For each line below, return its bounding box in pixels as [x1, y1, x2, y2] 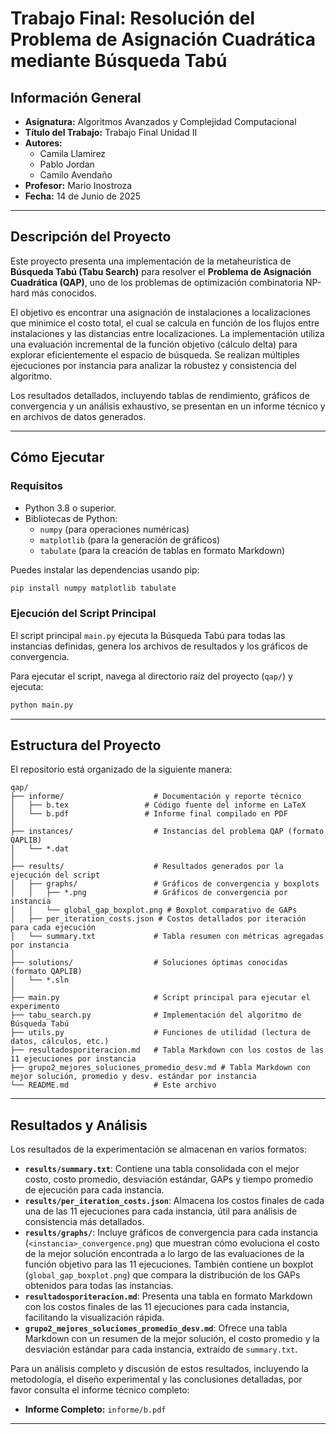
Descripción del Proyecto [10, 228, 172, 246]
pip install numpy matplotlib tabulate [10, 583, 177, 593]
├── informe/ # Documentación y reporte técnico [10, 792, 302, 802]
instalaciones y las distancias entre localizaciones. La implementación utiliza [10, 327, 325, 339]
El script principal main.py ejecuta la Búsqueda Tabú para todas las [10, 629, 286, 641]
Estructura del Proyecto [10, 737, 162, 754]
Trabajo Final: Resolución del [10, 7, 256, 30]
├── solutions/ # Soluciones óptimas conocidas [10, 958, 288, 968]
